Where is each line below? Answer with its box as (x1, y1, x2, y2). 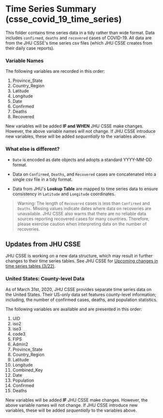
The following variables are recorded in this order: (5, 68, 105, 74)
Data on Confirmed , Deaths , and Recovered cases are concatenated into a (12, 171, 156, 177)
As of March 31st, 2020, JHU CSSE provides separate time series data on (5, 286, 152, 292)
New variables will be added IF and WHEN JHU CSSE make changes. (5, 123, 144, 129)
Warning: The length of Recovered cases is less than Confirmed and (17, 200, 150, 206)
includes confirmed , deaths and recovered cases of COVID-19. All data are (5, 35, 152, 41)
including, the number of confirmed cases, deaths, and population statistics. (5, 297, 158, 303)
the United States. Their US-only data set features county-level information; (5, 291, 156, 297)
